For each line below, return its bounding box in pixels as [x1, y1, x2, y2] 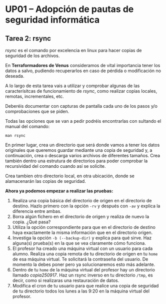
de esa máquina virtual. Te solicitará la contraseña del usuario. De [12, 256, 148, 262]
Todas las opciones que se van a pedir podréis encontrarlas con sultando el [5, 118, 161, 124]
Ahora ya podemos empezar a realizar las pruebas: [5, 188, 113, 194]
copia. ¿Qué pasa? [12, 219, 51, 225]
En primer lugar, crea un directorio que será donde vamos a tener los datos [5, 142, 160, 148]
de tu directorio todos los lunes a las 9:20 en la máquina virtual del [12, 288, 150, 294]
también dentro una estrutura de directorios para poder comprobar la [5, 158, 148, 164]
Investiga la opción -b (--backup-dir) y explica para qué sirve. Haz [12, 235, 152, 241]
